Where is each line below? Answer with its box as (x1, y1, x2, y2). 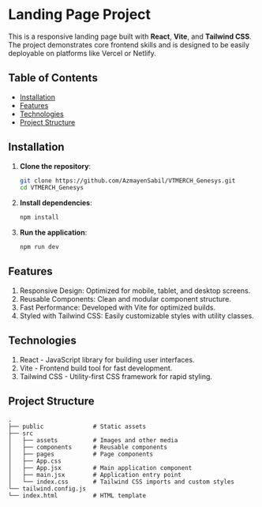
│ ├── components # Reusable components (8, 443, 168, 451)
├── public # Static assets (8, 422, 147, 430)
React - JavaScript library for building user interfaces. (19, 355, 195, 364)
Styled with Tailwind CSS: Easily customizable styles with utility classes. (19, 310, 254, 321)
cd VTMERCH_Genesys (19, 184, 84, 192)
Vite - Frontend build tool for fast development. (19, 363, 173, 373)
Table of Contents (8, 71, 99, 84)
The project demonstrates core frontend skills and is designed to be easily (8, 39, 250, 49)
